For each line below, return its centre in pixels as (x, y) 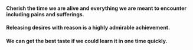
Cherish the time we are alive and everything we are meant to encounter (97, 8)
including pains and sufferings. (45, 14)
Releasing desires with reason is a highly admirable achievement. (88, 28)
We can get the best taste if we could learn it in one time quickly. (87, 41)
